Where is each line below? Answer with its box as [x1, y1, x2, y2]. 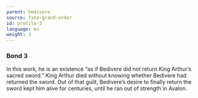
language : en [6, 26, 40, 32]
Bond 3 [6, 52, 28, 60]
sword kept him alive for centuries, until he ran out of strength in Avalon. [6, 85, 188, 92]
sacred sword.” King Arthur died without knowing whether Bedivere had [6, 72, 187, 79]
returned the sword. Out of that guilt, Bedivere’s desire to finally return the [6, 79, 192, 86]
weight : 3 [6, 32, 32, 38]
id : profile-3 [6, 20, 43, 26]
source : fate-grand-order [6, 15, 72, 21]
